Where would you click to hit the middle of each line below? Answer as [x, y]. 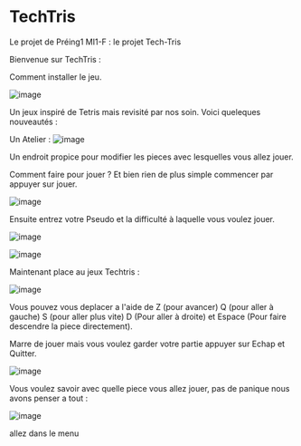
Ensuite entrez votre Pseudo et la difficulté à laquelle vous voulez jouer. [142, 218]
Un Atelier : [30, 139]
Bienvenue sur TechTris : [55, 59]
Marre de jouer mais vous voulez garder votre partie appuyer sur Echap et [147, 344]
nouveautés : [33, 121]
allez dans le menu [44, 433]
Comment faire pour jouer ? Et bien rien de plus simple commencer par [141, 174]
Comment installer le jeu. [56, 77]
